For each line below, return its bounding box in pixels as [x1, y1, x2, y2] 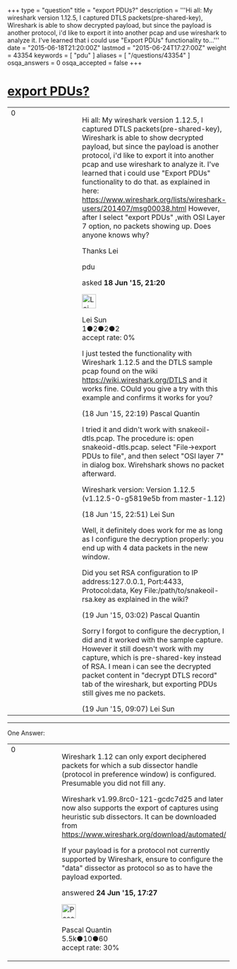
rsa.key [82, 594, 107, 604]
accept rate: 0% [82, 332, 135, 342]
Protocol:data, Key [82, 585, 143, 595]
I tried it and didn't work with [82, 424, 177, 434]
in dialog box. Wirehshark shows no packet [82, 460, 224, 470]
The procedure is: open [116, 433, 194, 443]
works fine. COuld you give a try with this [82, 383, 219, 393]
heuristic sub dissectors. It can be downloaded [61, 811, 217, 821]
